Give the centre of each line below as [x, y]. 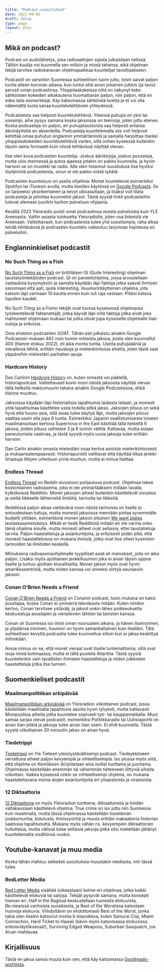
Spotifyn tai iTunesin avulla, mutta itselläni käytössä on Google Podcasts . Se [82, 186]
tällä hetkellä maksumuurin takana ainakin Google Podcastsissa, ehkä [75, 388]
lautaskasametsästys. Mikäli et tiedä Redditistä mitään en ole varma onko [79, 523]
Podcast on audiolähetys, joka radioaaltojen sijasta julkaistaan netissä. [76, 59]
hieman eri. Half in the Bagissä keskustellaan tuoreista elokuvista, [71, 900]
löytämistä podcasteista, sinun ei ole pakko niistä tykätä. [62, 171]
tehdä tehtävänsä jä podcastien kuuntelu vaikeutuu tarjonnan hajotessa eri [80, 227]
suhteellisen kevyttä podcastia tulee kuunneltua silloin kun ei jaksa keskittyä [82, 633]
